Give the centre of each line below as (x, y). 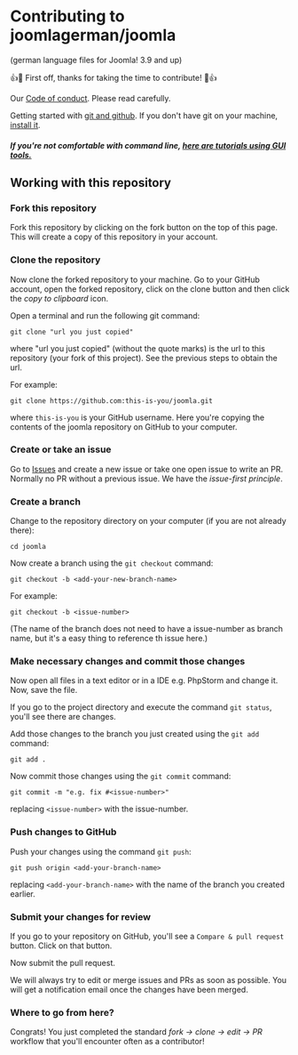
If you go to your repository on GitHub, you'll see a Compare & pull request (147, 936)
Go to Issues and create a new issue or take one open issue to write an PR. (147, 469)
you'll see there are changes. (63, 717)
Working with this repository (91, 183)
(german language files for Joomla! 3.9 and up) (96, 60)
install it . (25, 125)
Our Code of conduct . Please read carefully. (90, 98)
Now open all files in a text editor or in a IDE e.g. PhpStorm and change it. (144, 681)
